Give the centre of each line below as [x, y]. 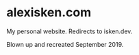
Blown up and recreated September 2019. [65, 44]
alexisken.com [49, 13]
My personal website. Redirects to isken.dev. [69, 31]
